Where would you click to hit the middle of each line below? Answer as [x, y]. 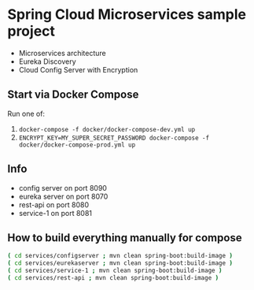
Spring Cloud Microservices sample [127, 15]
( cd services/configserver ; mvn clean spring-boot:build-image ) [120, 256]
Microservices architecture [63, 53]
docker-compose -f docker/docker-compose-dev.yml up [107, 129]
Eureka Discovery [47, 61]
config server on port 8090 [63, 188]
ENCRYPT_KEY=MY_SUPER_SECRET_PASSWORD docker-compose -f [114, 138]
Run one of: [26, 113]
